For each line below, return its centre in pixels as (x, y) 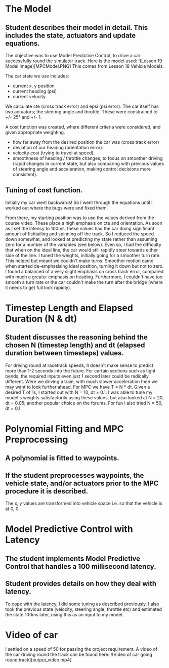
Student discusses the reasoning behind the (76, 337)
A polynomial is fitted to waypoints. (62, 458)
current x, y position (33, 86)
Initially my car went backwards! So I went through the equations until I (79, 202)
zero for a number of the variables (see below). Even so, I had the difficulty (83, 244)
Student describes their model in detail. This (77, 28)
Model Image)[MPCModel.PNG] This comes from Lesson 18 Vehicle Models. (85, 66)
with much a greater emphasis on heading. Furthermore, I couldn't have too (84, 277)
